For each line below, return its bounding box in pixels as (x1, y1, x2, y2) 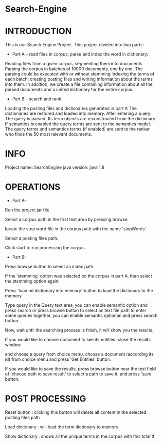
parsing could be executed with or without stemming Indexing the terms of (5, 71, 155, 77)
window (5, 342, 21, 348)
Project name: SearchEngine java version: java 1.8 (5, 165, 105, 170)
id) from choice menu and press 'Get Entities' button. (5, 356, 111, 362)
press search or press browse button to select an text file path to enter (5, 308, 147, 313)
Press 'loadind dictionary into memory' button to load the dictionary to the (5, 288, 153, 293)
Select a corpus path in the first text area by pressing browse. (5, 217, 129, 222)
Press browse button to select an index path (5, 264, 93, 269)
